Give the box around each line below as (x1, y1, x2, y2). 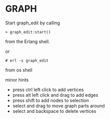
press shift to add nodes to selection (12, 97, 89, 103)
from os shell (5, 67, 33, 73)
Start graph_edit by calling (5, 20, 60, 26)
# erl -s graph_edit (5, 58, 49, 63)
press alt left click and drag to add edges (12, 92, 98, 98)
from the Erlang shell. (5, 38, 50, 45)
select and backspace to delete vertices (12, 108, 96, 114)
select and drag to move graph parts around (12, 102, 105, 109)
